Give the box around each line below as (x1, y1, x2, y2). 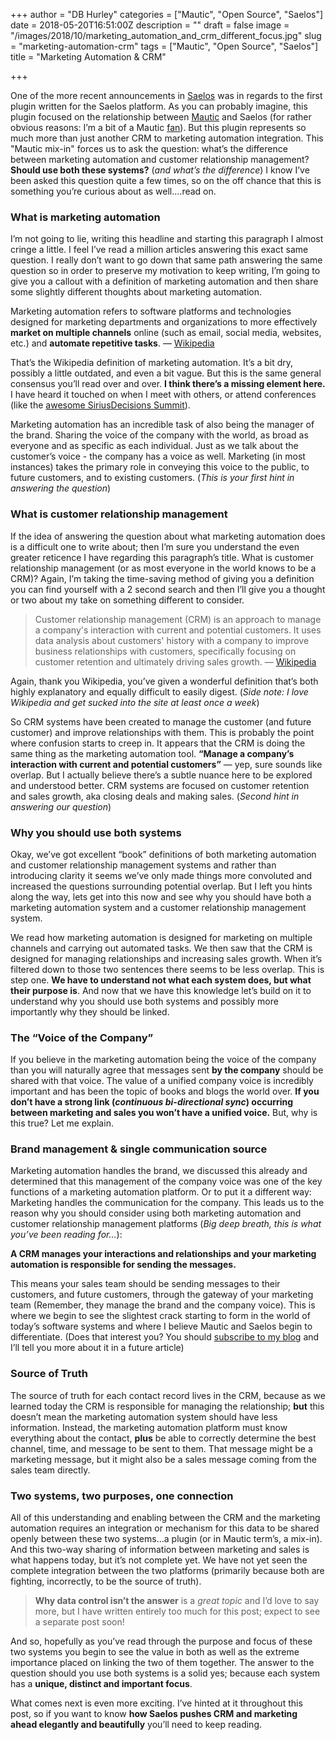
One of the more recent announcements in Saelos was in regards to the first (10, 90, 323, 101)
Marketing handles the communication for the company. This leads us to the (10, 1197, 325, 1209)
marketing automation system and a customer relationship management (10, 901, 307, 913)
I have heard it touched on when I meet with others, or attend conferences (10, 389, 317, 401)
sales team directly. (10, 1464, 91, 1476)
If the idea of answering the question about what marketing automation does (10, 530, 326, 542)
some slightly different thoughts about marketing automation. (10, 286, 263, 298)
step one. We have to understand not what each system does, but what (10, 974, 312, 986)
